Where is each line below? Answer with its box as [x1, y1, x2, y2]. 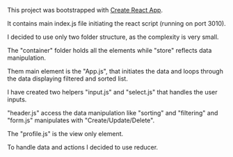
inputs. [7, 95, 27, 104]
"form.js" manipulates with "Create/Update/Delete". [7, 116, 155, 124]
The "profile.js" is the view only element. [7, 130, 124, 138]
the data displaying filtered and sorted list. [7, 74, 129, 83]
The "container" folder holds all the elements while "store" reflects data [7, 47, 212, 54]
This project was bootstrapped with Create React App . [7, 6, 163, 14]
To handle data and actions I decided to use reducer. [7, 143, 159, 151]
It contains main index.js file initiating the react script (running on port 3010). [7, 19, 226, 27]
